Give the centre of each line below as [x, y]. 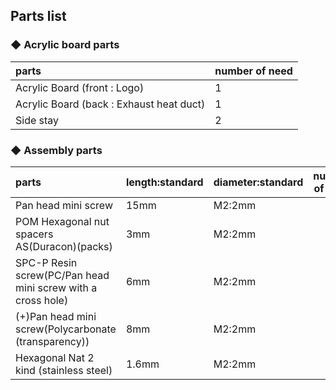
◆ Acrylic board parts [65, 45]
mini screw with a [56, 287]
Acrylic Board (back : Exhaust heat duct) [110, 104]
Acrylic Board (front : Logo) [80, 87]
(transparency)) [52, 341]
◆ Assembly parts [56, 150]
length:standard [164, 182]
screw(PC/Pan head [62, 275]
